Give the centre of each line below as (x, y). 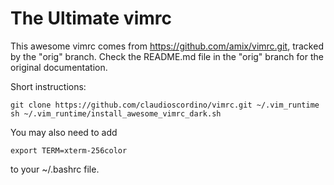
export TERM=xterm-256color (69, 150)
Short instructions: (48, 86)
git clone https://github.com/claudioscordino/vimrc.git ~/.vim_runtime (165, 105)
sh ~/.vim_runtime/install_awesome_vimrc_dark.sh (116, 113)
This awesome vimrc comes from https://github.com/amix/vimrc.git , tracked (167, 46)
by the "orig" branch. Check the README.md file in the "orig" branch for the (167, 56)
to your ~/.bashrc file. (55, 169)
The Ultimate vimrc (91, 18)
